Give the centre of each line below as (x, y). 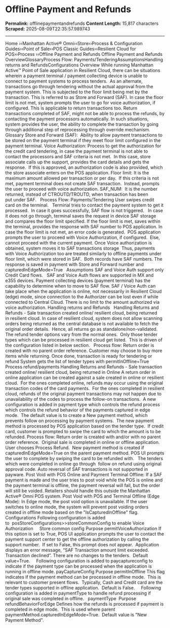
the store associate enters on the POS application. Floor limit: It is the (77, 172)
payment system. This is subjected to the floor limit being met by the (77, 92)
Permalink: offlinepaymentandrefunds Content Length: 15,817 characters (82, 23)
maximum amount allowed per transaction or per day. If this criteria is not (82, 178)
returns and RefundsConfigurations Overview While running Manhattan (79, 65)
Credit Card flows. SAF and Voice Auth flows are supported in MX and (79, 275)
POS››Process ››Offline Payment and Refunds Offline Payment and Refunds (84, 54)
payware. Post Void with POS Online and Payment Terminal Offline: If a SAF (84, 474)
